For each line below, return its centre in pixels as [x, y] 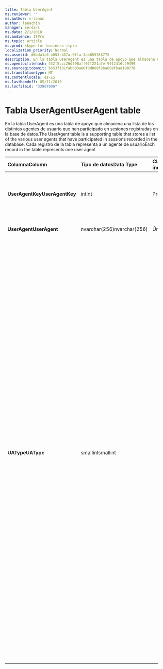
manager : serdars [23, 28]
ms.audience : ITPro [25, 37]
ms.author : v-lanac [25, 18]
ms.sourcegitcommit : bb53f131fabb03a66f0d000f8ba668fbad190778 [70, 69]
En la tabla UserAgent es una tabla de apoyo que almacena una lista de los [80, 124]
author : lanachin [23, 23]
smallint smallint [98, 453]
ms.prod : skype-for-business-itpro [41, 46]
